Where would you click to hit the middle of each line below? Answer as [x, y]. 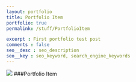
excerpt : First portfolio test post [54, 40]
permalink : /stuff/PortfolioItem [48, 28]
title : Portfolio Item [35, 17]
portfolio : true [26, 23]
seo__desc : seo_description [43, 51]
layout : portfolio [29, 12]
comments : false [28, 45]
